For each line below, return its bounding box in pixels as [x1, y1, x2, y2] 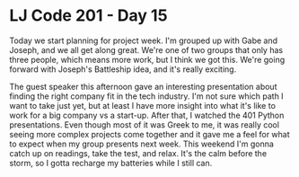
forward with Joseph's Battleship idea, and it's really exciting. [9, 64, 237, 75]
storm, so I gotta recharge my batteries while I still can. [9, 157, 213, 168]
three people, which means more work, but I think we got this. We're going [9, 54, 286, 65]
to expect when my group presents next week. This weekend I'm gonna [9, 138, 274, 149]
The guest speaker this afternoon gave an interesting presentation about [9, 81, 277, 92]
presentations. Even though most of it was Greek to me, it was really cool [9, 119, 280, 130]
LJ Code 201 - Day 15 [9, 5, 168, 26]
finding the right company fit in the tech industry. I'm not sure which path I [9, 91, 285, 102]
